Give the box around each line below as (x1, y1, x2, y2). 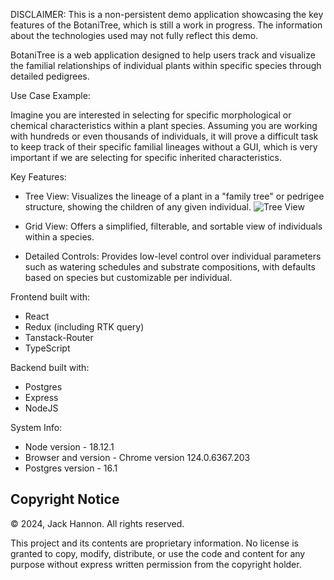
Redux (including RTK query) (24, 321, 145, 333)
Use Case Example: (10, 90, 91, 101)
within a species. (24, 231, 95, 243)
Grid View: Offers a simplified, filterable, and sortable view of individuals (24, 220, 323, 232)
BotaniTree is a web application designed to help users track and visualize (10, 49, 316, 61)
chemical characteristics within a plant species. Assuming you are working (10, 120, 318, 131)
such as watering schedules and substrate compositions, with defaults (24, 261, 316, 273)
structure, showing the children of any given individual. (24, 201, 252, 213)
